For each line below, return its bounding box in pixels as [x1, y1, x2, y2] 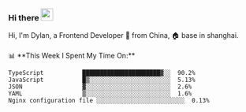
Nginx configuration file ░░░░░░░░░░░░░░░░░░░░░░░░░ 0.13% [8, 97, 211, 105]
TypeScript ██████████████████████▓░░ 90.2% [8, 69, 196, 77]
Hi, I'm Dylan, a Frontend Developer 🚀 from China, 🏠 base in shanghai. [8, 31, 239, 40]
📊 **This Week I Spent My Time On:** [8, 51, 136, 61]
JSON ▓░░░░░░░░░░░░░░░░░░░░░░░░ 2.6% [8, 83, 192, 91]
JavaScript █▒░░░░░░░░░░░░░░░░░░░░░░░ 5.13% [8, 76, 196, 84]
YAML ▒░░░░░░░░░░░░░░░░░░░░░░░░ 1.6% [8, 90, 192, 98]
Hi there [8, 12, 39, 23]
